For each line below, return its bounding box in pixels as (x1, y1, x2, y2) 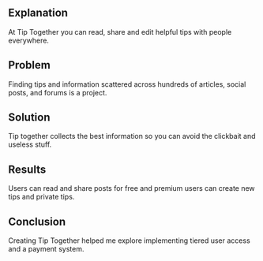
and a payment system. (8, 244, 85, 254)
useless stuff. (8, 140, 52, 149)
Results (8, 162, 47, 176)
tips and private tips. (8, 192, 75, 202)
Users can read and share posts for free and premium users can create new (8, 184, 255, 193)
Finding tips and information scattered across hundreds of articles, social (8, 79, 246, 89)
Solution (8, 110, 51, 125)
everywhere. (8, 35, 50, 45)
